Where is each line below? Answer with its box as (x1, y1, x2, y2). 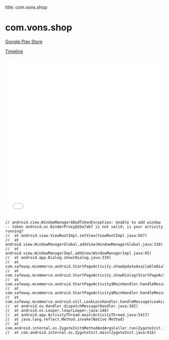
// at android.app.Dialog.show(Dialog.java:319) (5, 255, 112, 260)
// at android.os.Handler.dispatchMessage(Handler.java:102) (5, 303, 138, 309)
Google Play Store (5, 38, 43, 44)
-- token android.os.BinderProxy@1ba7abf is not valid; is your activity (5, 224, 163, 229)
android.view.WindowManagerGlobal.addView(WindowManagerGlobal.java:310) (5, 242, 163, 247)
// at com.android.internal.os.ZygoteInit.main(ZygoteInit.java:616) (5, 330, 156, 335)
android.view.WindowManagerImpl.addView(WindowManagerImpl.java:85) (5, 250, 152, 256)
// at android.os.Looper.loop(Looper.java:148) (5, 308, 109, 313)
